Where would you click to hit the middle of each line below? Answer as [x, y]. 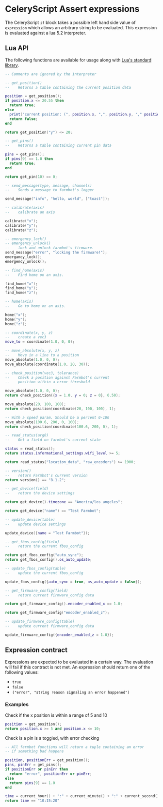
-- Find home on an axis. [34, 275]
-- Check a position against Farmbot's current [57, 377]
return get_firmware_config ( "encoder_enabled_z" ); [57, 613]
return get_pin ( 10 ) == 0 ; [31, 177]
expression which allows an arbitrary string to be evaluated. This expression [81, 27]
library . [12, 65]
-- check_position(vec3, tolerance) [42, 373]
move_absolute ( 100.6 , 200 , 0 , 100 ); [42, 422]
